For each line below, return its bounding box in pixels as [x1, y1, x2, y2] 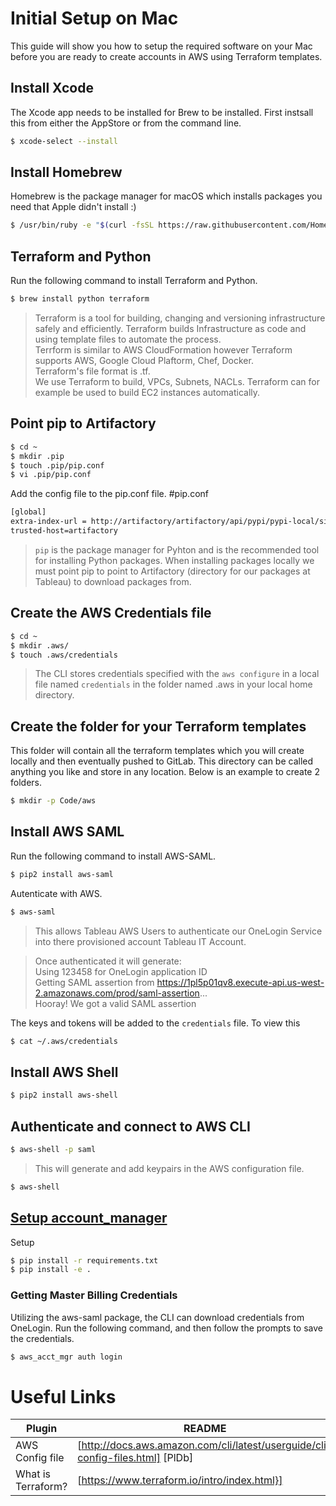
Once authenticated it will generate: [34, 955, 182, 967]
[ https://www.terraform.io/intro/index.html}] [77, 1473, 283, 1487]
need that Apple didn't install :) [10, 201, 137, 213]
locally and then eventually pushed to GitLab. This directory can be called [10, 755, 314, 767]
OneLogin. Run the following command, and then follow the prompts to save [10, 1322, 323, 1334]
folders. [10, 777, 42, 789]
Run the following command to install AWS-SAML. [10, 850, 217, 862]
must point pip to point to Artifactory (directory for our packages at [34, 565, 311, 577]
